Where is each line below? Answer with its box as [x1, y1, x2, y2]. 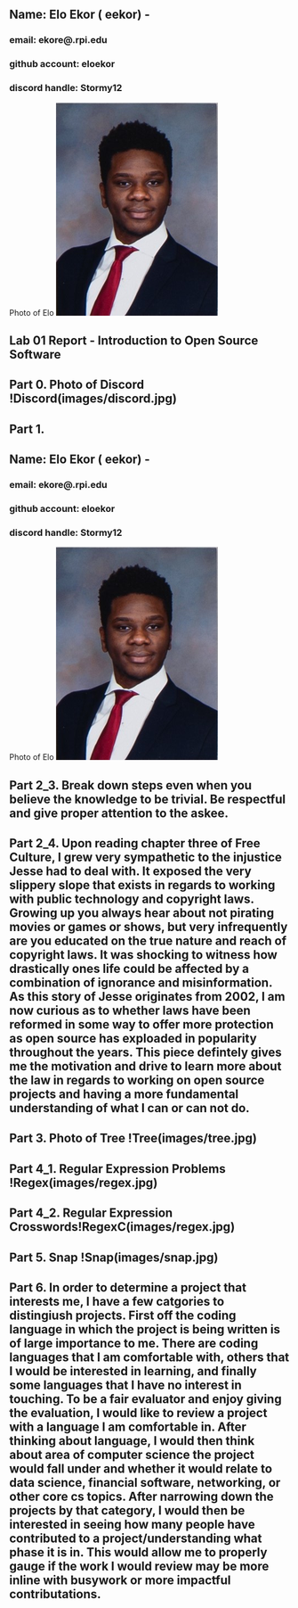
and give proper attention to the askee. [9, 805, 229, 820]
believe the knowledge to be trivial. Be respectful [9, 791, 286, 806]
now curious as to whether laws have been [9, 1003, 251, 1018]
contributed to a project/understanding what [9, 1530, 262, 1546]
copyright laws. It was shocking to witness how [9, 947, 278, 962]
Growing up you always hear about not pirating [9, 905, 274, 921]
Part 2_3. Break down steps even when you [9, 778, 252, 793]
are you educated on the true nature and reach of [9, 934, 287, 949]
